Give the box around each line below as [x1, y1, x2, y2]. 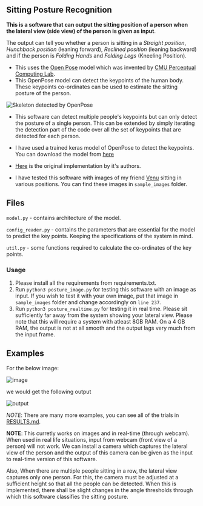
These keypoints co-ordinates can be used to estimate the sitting [15, 83, 178, 90]
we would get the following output [6, 388, 92, 395]
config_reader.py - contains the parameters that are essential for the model [6, 225, 196, 233]
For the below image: [6, 364, 59, 371]
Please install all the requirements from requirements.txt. [15, 279, 156, 287]
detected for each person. [15, 132, 81, 139]
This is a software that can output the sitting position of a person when [6, 21, 188, 28]
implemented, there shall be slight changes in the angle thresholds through [6, 486, 193, 493]
